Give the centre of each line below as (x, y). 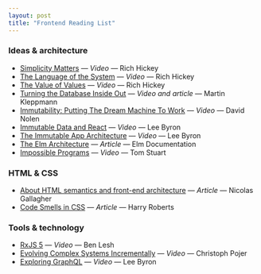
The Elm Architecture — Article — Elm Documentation (108, 144)
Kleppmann (39, 102)
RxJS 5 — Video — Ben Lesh (67, 245)
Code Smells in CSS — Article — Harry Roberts (97, 207)
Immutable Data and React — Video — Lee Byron (100, 127)
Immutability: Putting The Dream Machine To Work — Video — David (132, 110)
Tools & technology (47, 228)
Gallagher (36, 199)
